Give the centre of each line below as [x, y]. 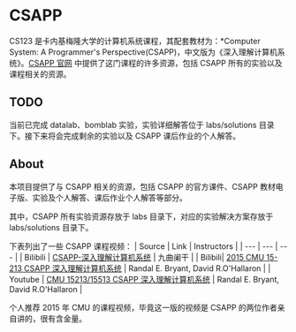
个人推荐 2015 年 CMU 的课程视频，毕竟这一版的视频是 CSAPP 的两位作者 [144, 307]
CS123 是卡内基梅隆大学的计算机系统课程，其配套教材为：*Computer [135, 41]
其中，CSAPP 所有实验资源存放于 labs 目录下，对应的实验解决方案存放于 [141, 216]
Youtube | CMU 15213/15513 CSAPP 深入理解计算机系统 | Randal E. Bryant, [144, 279]
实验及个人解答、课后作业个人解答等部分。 [110, 197]
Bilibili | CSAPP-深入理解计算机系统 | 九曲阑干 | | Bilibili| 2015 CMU [144, 257]
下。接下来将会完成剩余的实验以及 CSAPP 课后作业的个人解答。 [125, 136]
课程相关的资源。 [40, 74]
